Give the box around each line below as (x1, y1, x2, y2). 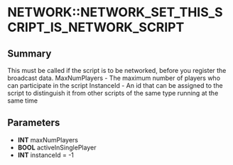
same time (7, 96, 38, 105)
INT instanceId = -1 (17, 150, 75, 159)
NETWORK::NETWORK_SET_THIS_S (7, 4, 223, 21)
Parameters (7, 117, 60, 129)
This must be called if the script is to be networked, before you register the (7, 67, 227, 74)
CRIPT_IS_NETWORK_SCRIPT (7, 19, 185, 35)
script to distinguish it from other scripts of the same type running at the (7, 89, 219, 97)
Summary (7, 47, 52, 59)
